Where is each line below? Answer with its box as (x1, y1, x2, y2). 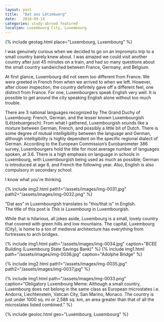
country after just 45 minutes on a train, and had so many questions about (5, 59, 155, 65)
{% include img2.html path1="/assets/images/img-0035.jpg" (5, 261, 127, 267)
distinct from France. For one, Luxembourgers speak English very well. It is (5, 90, 156, 96)
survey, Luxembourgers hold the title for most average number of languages (5, 146, 160, 152)
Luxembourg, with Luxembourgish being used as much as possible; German (5, 157, 159, 162)
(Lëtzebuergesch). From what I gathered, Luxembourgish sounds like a (5, 120, 148, 126)
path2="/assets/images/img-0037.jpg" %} (5, 266, 91, 272)
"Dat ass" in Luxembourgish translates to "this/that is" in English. (5, 201, 136, 207)
